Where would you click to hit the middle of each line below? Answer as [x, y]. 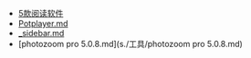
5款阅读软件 [41, 13]
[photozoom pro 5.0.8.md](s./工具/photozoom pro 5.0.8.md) [131, 44]
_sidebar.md [41, 33]
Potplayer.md [43, 24]
